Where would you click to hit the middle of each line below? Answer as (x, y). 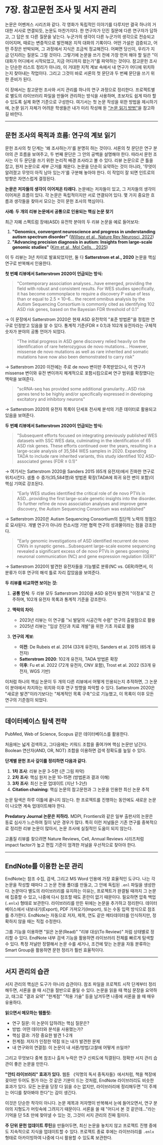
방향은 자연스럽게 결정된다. (30, 178)
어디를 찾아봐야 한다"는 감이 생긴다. (43, 1093)
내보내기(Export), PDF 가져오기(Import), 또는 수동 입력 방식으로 (86, 909)
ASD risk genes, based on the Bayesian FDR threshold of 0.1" (78, 309)
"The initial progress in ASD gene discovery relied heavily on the (81, 341)
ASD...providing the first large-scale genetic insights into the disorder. (87, 498)
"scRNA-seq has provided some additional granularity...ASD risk (81, 388)
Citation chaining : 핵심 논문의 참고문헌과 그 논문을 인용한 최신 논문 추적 (81, 789)
